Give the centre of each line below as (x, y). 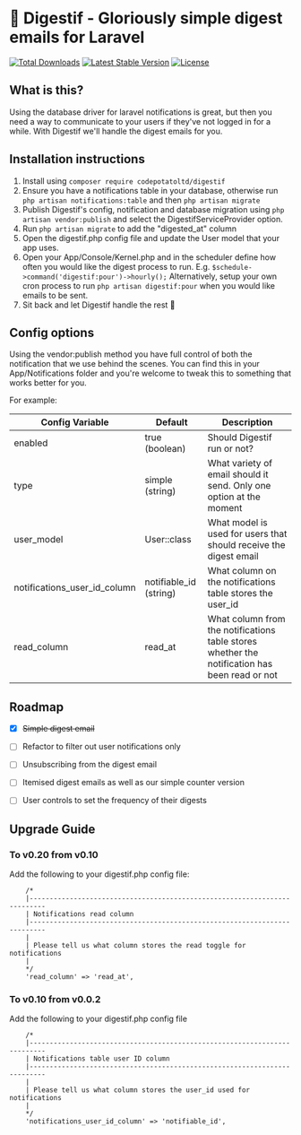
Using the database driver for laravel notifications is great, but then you (141, 112)
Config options (52, 332)
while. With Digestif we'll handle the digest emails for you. (116, 131)
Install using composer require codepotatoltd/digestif (124, 181)
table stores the (240, 593)
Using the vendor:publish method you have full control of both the (131, 354)
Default (172, 422)
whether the (233, 653)
